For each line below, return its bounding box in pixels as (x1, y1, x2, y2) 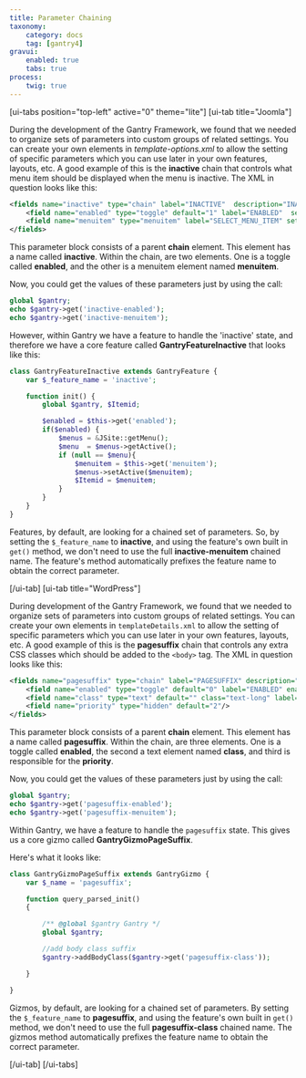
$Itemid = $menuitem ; (74, 476, 157, 485)
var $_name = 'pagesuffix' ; (25, 877, 132, 887)
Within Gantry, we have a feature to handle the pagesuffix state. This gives (9, 824, 291, 835)
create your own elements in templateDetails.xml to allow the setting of (9, 619, 280, 630)
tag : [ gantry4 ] (25, 38, 84, 48)
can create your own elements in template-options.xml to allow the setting (9, 143, 289, 154)
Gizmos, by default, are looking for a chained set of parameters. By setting (9, 1002, 290, 1013)
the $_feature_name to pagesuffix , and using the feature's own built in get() (9, 1011, 294, 1022)
